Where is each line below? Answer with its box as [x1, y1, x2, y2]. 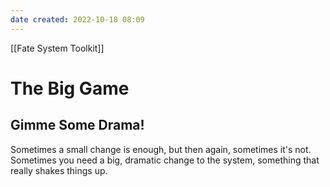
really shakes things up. [10, 164, 108, 176]
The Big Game [10, 77, 130, 100]
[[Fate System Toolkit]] [10, 42, 105, 54]
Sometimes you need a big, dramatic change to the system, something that [10, 154, 320, 166]
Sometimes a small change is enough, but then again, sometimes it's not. [10, 143, 312, 155]
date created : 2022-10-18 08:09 [10, 14, 145, 25]
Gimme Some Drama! [10, 117, 145, 134]
